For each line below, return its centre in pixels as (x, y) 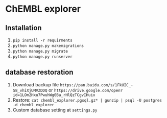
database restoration (39, 72)
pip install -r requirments (42, 40)
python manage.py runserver (42, 57)
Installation (23, 28)
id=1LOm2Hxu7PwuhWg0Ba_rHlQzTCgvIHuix (54, 95)
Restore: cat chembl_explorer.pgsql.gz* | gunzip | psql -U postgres (87, 100)
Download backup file (36, 84)
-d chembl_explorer (33, 105)
